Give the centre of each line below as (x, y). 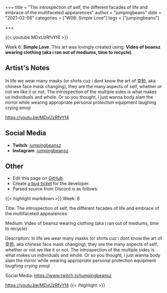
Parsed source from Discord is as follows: (55, 189)
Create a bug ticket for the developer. (51, 184)
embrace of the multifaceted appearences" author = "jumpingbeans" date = (83, 13)
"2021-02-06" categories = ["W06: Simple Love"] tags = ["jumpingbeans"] (82, 18)
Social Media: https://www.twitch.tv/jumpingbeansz (58, 275)
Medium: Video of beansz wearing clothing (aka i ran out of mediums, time (82, 223)
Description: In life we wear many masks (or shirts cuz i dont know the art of (84, 238)
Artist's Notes (27, 68)
